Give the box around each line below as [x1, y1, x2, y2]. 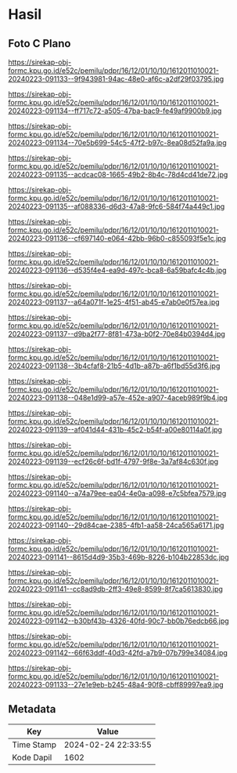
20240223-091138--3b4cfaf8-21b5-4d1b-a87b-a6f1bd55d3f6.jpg [8, 361, 221, 370]
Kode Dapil [12, 752, 52, 763]
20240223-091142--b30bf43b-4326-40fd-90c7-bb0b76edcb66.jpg [8, 616, 229, 625]
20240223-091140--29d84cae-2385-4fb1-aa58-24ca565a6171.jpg [8, 520, 224, 530]
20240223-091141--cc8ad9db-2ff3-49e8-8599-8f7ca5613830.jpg [8, 585, 223, 593]
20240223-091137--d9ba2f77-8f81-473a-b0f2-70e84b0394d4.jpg [8, 330, 225, 338]
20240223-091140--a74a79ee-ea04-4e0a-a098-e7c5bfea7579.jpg [8, 489, 227, 498]
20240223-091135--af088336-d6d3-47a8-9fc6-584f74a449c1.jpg [8, 202, 225, 211]
